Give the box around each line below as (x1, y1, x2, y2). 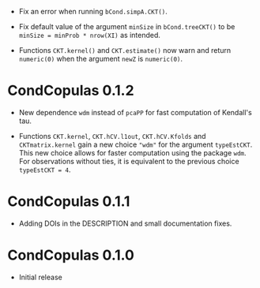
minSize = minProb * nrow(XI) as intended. (18, 31, 161, 39)
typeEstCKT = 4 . (18, 165, 72, 174)
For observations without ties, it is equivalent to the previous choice (18, 156, 239, 166)
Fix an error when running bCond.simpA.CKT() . (18, 7, 168, 16)
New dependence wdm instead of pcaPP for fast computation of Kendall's (18, 107, 252, 117)
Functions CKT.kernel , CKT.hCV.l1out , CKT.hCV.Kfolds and (18, 131, 206, 140)
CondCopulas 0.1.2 (7, 82, 135, 99)
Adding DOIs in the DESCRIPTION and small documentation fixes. (18, 219, 232, 228)
